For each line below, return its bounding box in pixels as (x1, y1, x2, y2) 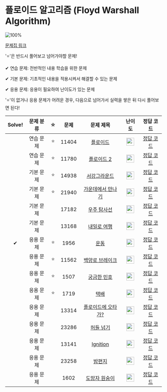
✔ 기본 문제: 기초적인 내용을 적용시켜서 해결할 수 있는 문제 (5, 75, 118, 81)
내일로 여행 (88, 223, 113, 230)
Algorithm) (5, 15, 51, 27)
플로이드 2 (88, 155, 112, 162)
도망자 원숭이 (85, 375, 115, 382)
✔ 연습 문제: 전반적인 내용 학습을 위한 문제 (5, 65, 87, 71)
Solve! (7, 121, 23, 128)
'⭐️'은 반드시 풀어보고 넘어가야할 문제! (5, 53, 78, 59)
